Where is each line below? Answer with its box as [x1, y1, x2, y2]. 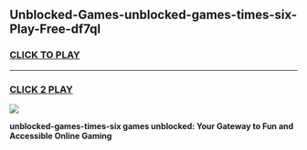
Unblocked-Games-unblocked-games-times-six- [9, 7, 298, 23]
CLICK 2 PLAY [9, 83, 73, 95]
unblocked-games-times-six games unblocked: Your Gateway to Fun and [9, 120, 294, 131]
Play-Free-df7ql [9, 22, 101, 37]
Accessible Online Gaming [9, 130, 112, 141]
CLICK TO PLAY [9, 49, 80, 62]
